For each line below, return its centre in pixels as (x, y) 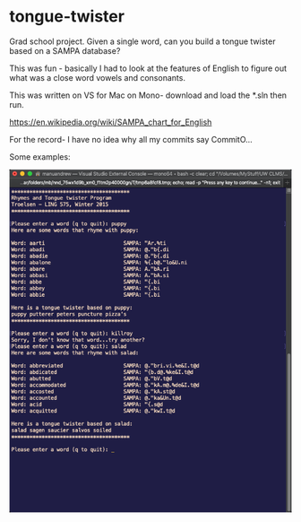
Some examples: (40, 157)
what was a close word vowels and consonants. (98, 77)
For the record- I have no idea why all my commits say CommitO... (131, 139)
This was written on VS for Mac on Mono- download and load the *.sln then (148, 95)
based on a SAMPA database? (65, 50)
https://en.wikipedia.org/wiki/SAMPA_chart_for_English (111, 122)
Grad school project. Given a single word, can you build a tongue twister (142, 41)
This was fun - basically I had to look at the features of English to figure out (148, 68)
